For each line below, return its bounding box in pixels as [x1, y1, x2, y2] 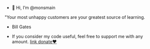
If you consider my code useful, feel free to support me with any [11, 34, 143, 39]
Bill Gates [11, 24, 32, 30]
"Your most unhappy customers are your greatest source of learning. [4, 14, 146, 20]
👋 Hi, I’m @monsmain [11, 5, 55, 10]
